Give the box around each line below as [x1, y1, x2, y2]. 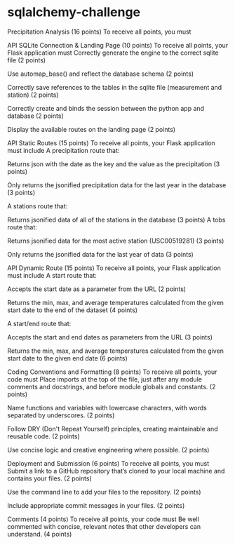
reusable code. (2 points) [7, 432, 81, 440]
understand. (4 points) [7, 530, 72, 538]
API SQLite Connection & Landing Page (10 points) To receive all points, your [7, 41, 229, 49]
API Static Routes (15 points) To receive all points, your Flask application [7, 138, 215, 147]
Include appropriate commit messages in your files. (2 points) [7, 501, 185, 509]
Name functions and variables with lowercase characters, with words [7, 403, 207, 412]
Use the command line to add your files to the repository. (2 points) [7, 487, 201, 496]
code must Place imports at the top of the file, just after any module [7, 375, 202, 383]
